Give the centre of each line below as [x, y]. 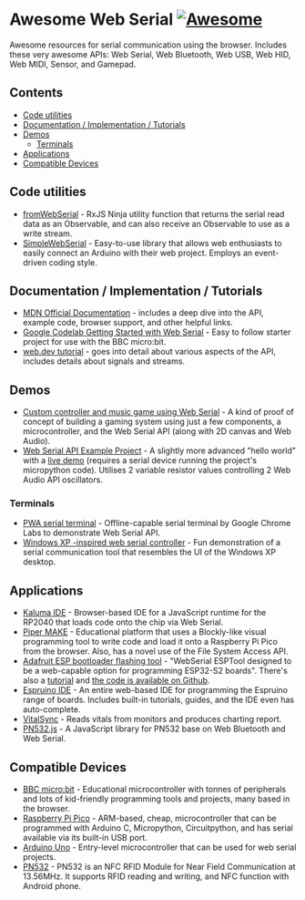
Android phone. [52, 886]
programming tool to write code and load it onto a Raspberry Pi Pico [150, 642]
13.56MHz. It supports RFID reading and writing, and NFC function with [156, 876]
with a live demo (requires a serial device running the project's [140, 460]
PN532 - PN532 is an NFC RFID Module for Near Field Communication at [159, 867]
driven [35, 262]
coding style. [73, 262]
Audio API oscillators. [62, 480]
